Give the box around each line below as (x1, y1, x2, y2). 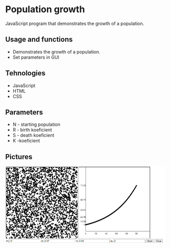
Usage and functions (5, 35, 73, 44)
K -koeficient (12, 137, 40, 144)
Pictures (5, 152, 33, 161)
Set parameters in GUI (12, 54, 60, 60)
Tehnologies (5, 69, 46, 77)
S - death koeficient (12, 132, 54, 139)
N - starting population (12, 121, 61, 128)
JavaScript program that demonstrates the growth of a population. (5, 20, 145, 26)
